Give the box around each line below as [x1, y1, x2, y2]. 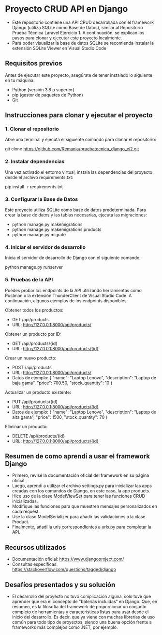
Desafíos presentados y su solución [5, 581, 116, 589]
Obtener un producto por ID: [5, 331, 61, 337]
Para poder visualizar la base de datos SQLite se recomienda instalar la [12, 40, 154, 46]
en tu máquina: [5, 77, 35, 83]
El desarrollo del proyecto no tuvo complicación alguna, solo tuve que [12, 593, 151, 600]
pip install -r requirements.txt [5, 183, 63, 190]
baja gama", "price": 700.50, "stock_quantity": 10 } [12, 380, 113, 386]
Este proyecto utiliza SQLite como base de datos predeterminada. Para [5, 207, 146, 213]
